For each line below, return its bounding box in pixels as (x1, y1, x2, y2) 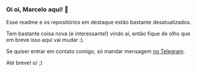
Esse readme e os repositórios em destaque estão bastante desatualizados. (6, 19, 192, 26)
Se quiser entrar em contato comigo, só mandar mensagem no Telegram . (6, 48, 185, 55)
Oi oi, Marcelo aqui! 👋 (6, 5, 69, 14)
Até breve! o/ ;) (6, 59, 43, 67)
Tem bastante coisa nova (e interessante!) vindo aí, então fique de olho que (6, 30, 191, 37)
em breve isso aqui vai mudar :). (6, 37, 85, 44)
